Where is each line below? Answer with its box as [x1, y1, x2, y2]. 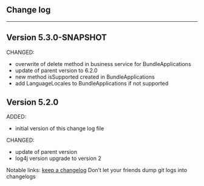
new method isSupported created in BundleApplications [15, 73, 155, 81]
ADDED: [6, 113, 27, 121]
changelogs [6, 173, 36, 181]
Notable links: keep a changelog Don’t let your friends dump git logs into [6, 167, 188, 174]
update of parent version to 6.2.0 [15, 67, 98, 74]
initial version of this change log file [15, 125, 104, 132]
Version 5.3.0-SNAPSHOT [6, 33, 107, 43]
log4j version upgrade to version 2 [15, 154, 101, 162]
